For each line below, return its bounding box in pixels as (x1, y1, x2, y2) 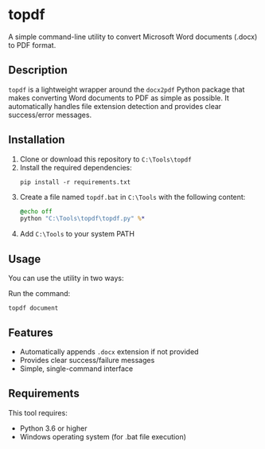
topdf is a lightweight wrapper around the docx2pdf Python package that (8, 84, 245, 94)
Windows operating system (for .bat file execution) (19, 431, 187, 441)
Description (8, 64, 68, 77)
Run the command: (8, 289, 71, 299)
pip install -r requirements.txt (19, 178, 131, 186)
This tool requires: (8, 408, 68, 417)
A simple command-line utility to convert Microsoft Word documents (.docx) (8, 32, 258, 41)
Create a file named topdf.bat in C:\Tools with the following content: (19, 192, 246, 201)
